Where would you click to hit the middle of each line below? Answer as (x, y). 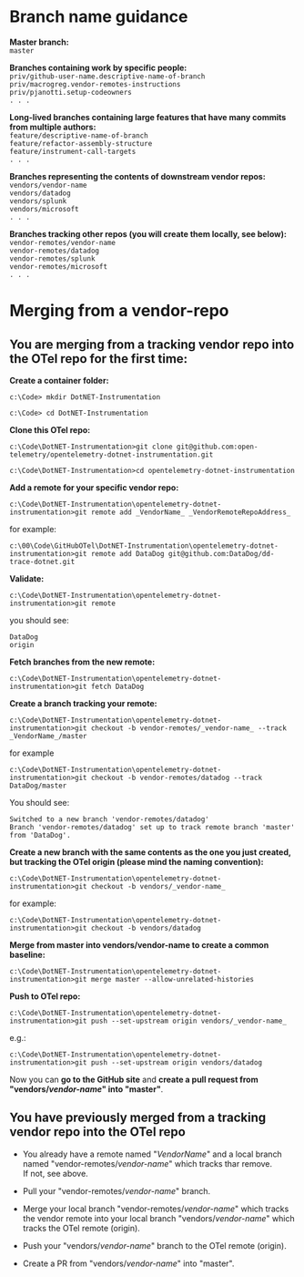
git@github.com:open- (217, 447)
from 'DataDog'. (40, 835)
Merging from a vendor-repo (119, 311)
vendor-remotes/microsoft (58, 266)
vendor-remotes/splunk (52, 258)
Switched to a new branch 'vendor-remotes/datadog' (109, 819)
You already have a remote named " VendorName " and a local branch (152, 1154)
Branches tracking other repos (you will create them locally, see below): (148, 233)
